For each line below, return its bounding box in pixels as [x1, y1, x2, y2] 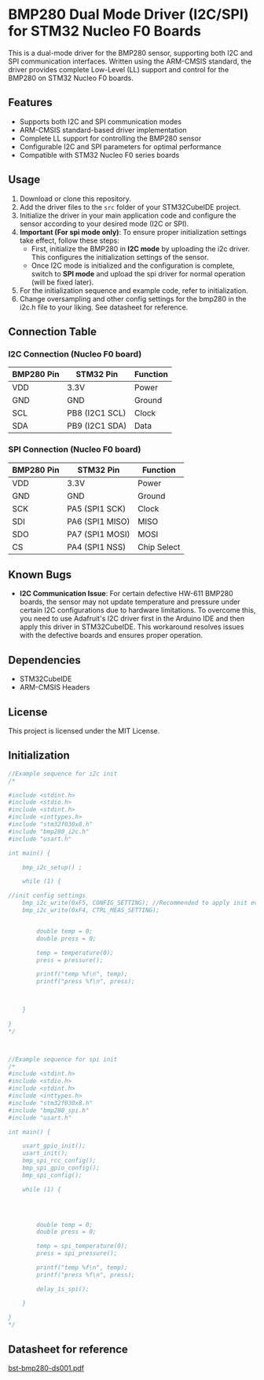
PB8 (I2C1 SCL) [66, 408, 126, 419]
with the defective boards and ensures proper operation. [19, 631, 203, 640]
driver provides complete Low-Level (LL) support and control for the [8, 64, 229, 74]
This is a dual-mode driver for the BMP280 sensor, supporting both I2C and [8, 48, 253, 57]
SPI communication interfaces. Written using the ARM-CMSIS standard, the [8, 57, 251, 66]
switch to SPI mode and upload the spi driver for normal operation [31, 269, 246, 278]
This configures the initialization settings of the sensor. [31, 252, 209, 262]
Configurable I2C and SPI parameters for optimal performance [19, 141, 222, 151]
